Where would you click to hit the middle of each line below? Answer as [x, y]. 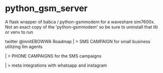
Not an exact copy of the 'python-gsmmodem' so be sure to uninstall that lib [81, 27]
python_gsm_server [46, 8]
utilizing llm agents [24, 46]
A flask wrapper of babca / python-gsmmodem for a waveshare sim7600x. [80, 22]
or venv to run [19, 32]
